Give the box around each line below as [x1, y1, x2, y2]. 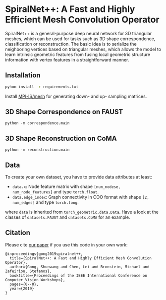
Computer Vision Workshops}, [5, 277, 65, 282]
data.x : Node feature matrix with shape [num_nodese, [12, 183, 121, 189]
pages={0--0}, [9, 282, 39, 287]
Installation [5, 71, 41, 80]
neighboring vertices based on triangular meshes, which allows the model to [5, 46, 162, 52]
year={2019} [9, 286, 35, 291]
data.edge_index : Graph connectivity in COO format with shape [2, [12, 194, 150, 200]
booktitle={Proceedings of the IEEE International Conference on [9, 273, 148, 278]
